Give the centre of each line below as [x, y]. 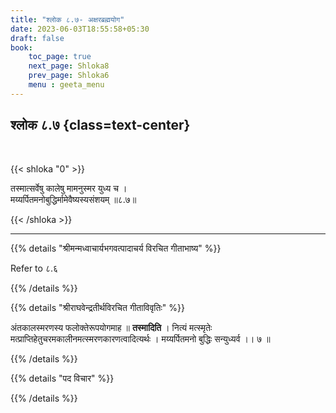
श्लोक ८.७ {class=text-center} [100, 125]
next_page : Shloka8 [69, 66]
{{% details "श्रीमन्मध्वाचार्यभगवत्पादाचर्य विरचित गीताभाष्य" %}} [116, 248]
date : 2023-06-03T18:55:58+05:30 [80, 29]
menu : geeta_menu [66, 85]
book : [21, 47]
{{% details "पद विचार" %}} [62, 378]
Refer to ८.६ [34, 268]
